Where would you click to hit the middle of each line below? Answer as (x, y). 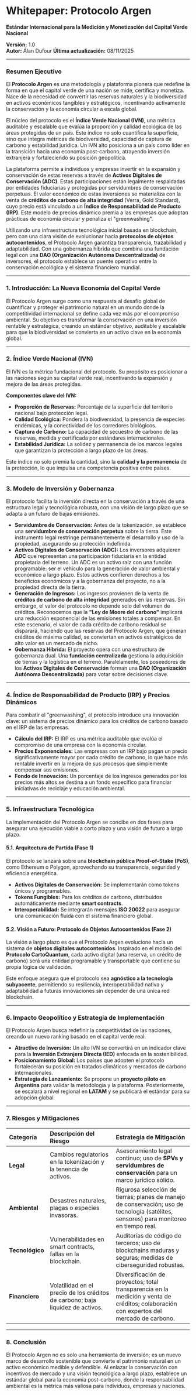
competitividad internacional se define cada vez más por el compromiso (93, 313)
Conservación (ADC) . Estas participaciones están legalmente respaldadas (96, 181)
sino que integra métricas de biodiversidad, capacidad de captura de (89, 139)
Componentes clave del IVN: (41, 395)
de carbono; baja (73, 1300)
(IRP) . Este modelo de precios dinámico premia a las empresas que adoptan (97, 212)
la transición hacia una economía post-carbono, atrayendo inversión (88, 152)
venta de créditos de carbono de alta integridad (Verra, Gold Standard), (93, 200)
